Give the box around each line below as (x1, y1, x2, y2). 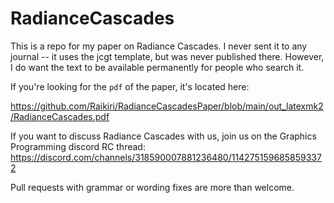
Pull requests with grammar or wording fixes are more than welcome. (10, 181, 295, 193)
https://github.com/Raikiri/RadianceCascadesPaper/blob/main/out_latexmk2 (10, 100, 324, 112)
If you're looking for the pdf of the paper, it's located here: (10, 80, 250, 92)
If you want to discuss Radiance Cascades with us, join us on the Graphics (10, 130, 317, 142)
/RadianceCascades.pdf (10, 110, 110, 122)
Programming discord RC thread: (10, 140, 146, 152)
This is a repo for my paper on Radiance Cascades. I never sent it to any (10, 40, 308, 52)
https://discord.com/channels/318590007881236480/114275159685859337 (10, 151, 322, 163)
